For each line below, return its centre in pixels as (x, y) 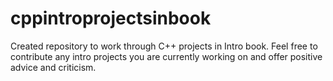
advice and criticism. (53, 67)
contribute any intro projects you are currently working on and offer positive (166, 56)
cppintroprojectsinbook (111, 18)
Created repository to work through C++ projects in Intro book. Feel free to (164, 46)
